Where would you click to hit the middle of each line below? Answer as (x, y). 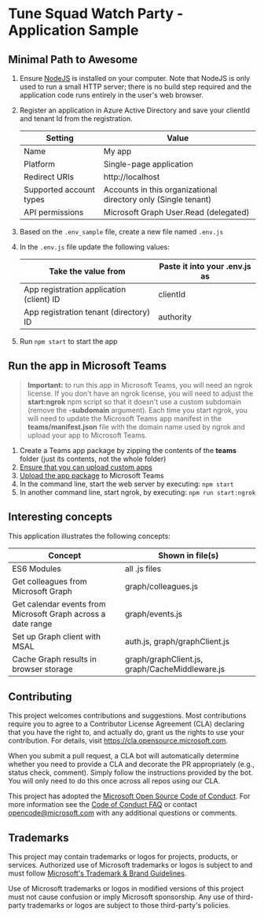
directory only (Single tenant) (158, 199)
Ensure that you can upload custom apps (86, 467)
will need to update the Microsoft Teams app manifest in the (125, 418)
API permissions (53, 212)
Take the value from (87, 271)
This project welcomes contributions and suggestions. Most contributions (127, 716)
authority (175, 317)
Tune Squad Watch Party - (96, 14)
